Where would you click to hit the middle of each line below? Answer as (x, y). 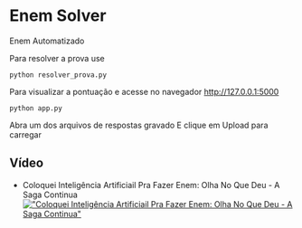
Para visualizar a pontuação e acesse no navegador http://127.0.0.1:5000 (144, 91)
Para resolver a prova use (57, 58)
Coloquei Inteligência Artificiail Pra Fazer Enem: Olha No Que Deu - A (151, 185)
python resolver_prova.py (58, 75)
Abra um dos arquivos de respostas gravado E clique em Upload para (139, 125)
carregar (26, 134)
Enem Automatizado (47, 41)
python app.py (36, 108)
